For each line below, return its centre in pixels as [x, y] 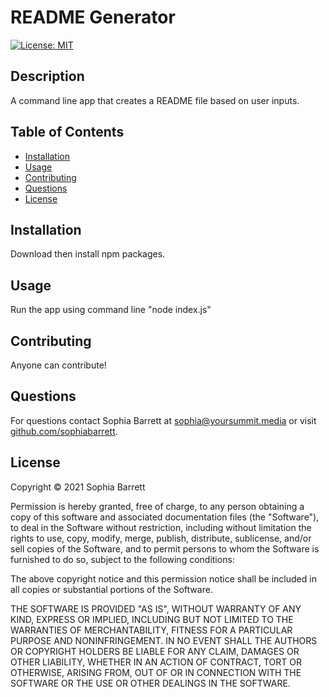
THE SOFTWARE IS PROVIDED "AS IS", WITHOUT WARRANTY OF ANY [156, 608]
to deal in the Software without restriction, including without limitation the [161, 527]
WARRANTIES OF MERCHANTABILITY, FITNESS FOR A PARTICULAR [151, 630]
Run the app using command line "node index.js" [111, 310]
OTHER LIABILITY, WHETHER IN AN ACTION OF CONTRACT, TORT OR [156, 662]
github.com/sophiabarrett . [64, 431]
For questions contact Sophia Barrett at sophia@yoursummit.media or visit [163, 420]
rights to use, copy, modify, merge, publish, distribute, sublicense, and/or [161, 538]
